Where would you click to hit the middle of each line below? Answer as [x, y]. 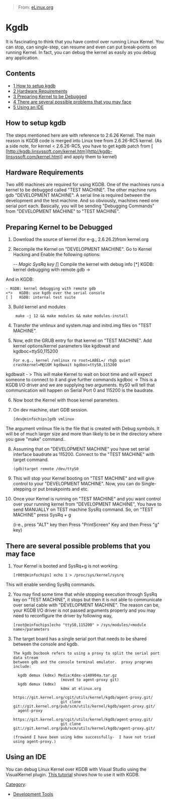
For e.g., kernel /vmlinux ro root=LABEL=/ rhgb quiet [72, 361]
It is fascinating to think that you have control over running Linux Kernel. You [85, 41]
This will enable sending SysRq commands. [51, 584]
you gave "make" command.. [36, 439]
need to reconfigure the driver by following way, [63, 616]
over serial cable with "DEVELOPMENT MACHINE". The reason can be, [86, 605]
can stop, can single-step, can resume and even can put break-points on [81, 47]
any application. [22, 58]
